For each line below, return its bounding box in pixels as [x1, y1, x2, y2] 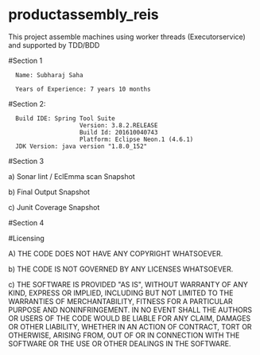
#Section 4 [8, 217, 45, 228]
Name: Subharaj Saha [15, 71, 83, 79]
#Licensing [8, 233, 45, 243]
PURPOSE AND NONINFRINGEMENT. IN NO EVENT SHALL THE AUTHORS [8, 305, 253, 314]
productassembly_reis [8, 6, 159, 24]
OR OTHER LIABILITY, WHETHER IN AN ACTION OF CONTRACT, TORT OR [8, 322, 252, 331]
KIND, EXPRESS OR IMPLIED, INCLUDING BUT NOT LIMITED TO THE [8, 288, 234, 298]
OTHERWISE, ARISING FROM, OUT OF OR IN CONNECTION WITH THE [8, 330, 240, 340]
